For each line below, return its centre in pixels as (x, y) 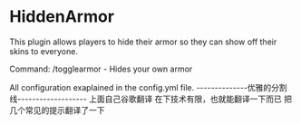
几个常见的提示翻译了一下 (57, 110)
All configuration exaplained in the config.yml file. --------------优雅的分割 (148, 87)
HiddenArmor (62, 17)
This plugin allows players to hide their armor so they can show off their (143, 42)
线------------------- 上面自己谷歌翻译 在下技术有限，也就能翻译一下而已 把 (151, 99)
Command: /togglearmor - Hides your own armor (101, 69)
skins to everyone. (44, 51)
